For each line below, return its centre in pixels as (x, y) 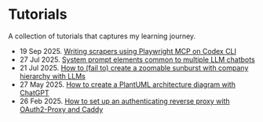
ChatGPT (34, 92)
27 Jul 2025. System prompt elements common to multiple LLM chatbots (137, 59)
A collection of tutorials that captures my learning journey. (102, 36)
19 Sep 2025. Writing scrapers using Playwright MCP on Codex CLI (128, 51)
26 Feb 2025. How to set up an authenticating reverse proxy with (124, 101)
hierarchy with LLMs (53, 76)
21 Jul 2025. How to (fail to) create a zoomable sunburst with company (134, 67)
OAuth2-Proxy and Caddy (61, 109)
